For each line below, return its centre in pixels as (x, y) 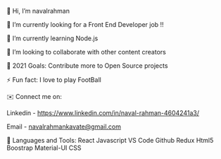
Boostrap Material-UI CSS (44, 148)
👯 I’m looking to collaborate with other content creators (86, 52)
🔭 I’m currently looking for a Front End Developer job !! (85, 24)
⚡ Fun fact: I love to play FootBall (54, 80)
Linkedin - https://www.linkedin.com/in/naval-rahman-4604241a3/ (103, 113)
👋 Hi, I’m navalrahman (38, 11)
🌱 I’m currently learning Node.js (52, 38)
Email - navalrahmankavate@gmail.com (64, 126)
